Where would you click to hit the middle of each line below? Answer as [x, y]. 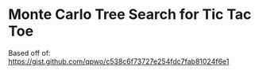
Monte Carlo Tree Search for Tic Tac [130, 15]
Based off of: [29, 53]
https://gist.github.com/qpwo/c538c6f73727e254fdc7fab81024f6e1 [119, 61]
